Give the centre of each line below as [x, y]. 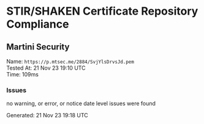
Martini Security [38, 47]
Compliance [38, 24]
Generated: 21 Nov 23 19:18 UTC [47, 115]
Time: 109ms [22, 74]
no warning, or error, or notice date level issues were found [81, 104]
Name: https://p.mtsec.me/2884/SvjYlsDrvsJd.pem [70, 61]
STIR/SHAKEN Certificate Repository [102, 11]
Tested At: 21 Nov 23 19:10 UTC [46, 68]
